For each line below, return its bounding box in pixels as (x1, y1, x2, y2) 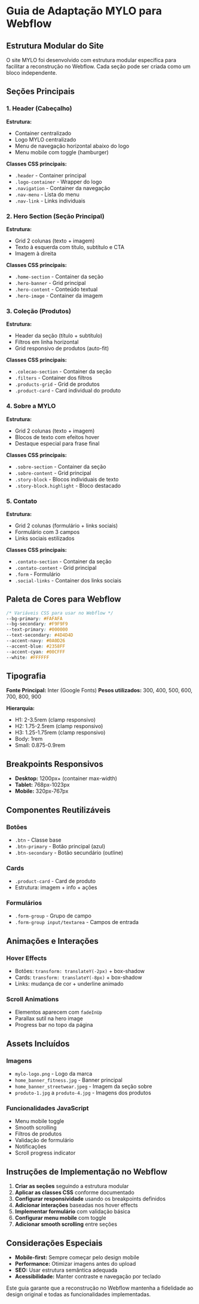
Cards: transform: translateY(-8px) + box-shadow (14, 974, 142, 981)
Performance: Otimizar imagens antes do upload (14, 1260, 136, 1268)
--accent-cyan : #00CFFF (6, 649, 66, 655)
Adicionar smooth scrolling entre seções (14, 1220, 118, 1228)
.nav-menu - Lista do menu (14, 191, 79, 198)
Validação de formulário (14, 1137, 74, 1144)
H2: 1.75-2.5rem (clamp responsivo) (14, 723, 103, 730)
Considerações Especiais (6, 1238, 103, 1248)
